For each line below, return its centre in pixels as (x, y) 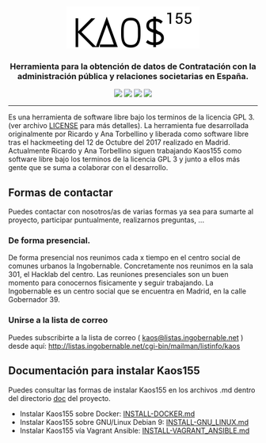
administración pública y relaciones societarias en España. (133, 76)
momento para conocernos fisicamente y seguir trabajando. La (111, 283)
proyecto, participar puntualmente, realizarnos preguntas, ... (106, 220)
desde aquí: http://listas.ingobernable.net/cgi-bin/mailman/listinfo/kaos (124, 346)
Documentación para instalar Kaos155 (104, 371)
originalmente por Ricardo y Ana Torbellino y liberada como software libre (129, 134)
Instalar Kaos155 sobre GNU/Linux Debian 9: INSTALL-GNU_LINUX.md (134, 422)
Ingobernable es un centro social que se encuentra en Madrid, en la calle (127, 291)
